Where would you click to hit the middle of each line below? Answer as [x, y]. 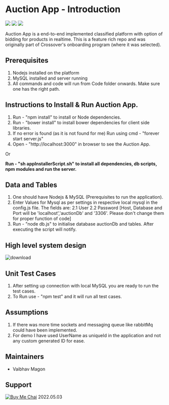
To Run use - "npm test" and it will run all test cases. [67, 297]
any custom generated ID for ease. [49, 341]
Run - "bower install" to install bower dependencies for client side [81, 122]
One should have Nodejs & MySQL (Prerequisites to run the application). [88, 197]
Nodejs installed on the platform [46, 72]
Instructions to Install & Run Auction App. [72, 105]
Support [18, 385]
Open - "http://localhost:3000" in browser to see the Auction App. [81, 144]
